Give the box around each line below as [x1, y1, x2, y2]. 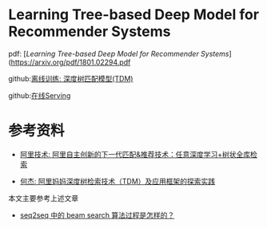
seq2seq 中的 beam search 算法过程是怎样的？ [19, 210, 175, 220]
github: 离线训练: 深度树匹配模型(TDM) [8, 73, 133, 83]
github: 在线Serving [8, 90, 71, 100]
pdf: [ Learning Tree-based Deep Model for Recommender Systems [8, 49, 229, 58]
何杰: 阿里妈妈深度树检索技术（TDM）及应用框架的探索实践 [19, 176, 216, 186]
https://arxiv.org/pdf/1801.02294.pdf [10, 57, 131, 67]
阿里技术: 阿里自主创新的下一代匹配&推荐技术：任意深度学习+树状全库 [19, 149, 251, 159]
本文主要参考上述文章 [8, 193, 78, 202]
